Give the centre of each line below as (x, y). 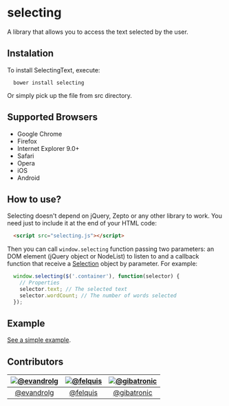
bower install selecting (49, 83)
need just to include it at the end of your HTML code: (82, 223)
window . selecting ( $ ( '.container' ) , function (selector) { (97, 276)
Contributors (35, 362)
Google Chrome (40, 134)
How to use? (34, 199)
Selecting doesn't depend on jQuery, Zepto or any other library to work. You (115, 216)
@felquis (84, 393)
